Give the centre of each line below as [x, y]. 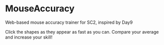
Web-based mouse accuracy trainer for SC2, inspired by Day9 [69, 22]
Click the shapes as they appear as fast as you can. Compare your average [82, 32]
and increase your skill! [29, 37]
